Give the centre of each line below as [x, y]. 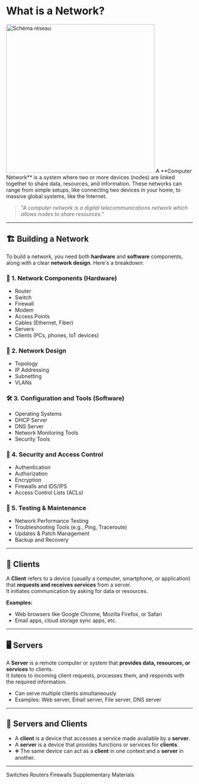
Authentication [33, 467]
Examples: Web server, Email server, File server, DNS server [88, 700]
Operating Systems [38, 413]
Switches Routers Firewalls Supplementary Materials [70, 774]
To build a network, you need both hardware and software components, [95, 256]
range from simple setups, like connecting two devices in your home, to [93, 190]
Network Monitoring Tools [46, 432]
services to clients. [30, 669]
